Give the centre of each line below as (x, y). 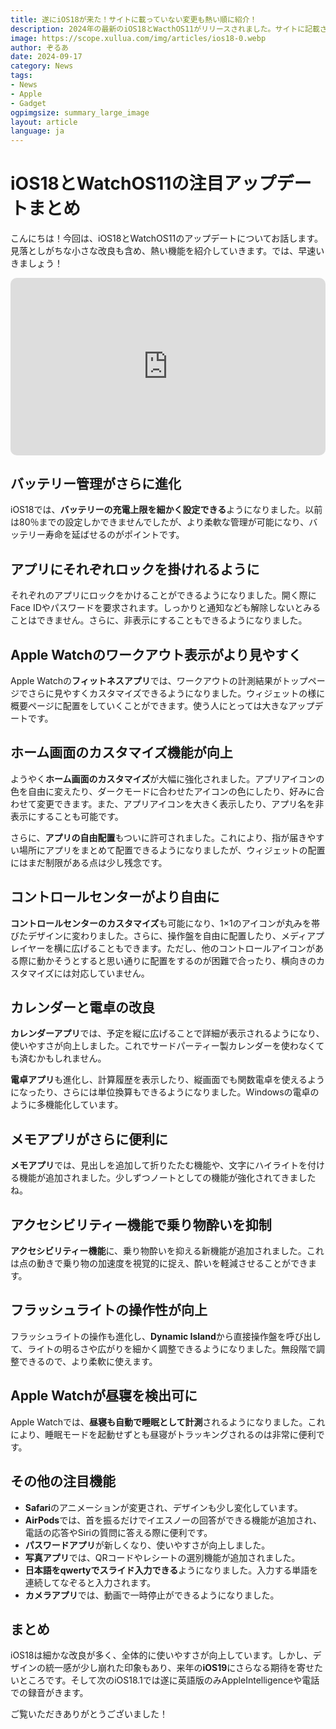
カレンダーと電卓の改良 (82, 1007)
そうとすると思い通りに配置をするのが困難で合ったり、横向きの (185, 960)
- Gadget (28, 103)
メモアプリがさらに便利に (89, 1139)
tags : (21, 76)
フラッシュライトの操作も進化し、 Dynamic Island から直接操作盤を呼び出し (166, 1336)
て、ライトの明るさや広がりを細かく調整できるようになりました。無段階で (163, 1348)
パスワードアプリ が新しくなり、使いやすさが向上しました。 (147, 1545)
